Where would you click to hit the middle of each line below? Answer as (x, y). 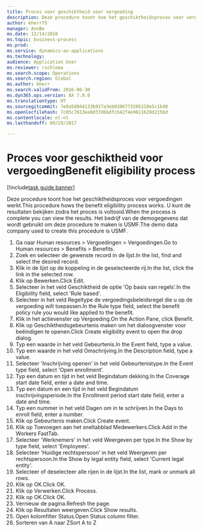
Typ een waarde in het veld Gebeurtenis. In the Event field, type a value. (104, 345)
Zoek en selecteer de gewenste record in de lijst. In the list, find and (99, 255)
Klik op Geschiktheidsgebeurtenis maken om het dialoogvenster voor (101, 325)
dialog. (24, 338)
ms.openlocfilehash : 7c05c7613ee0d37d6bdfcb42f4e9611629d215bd (88, 112)
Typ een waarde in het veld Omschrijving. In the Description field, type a (104, 351)
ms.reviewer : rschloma (35, 67)
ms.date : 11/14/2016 (33, 34)
